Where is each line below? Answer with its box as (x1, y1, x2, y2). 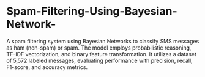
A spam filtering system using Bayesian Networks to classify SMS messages (6, 37, 199, 45)
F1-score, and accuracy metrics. (6, 63, 88, 71)
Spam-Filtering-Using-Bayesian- (6, 4, 177, 18)
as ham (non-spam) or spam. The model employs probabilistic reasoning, (6, 44, 192, 51)
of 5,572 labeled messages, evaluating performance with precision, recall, (6, 57, 193, 64)
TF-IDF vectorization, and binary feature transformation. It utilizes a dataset (6, 50, 197, 57)
